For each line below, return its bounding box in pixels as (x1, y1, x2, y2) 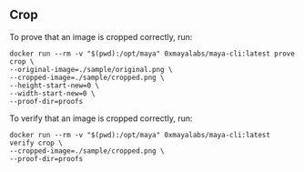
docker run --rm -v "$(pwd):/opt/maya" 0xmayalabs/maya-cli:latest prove (9, 49, 296, 58)
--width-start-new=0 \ (9, 88, 96, 98)
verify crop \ (9, 138, 64, 147)
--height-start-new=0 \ (9, 81, 100, 90)
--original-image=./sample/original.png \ (9, 65, 173, 74)
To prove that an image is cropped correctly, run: (9, 31, 193, 42)
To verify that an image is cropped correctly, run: (9, 113, 193, 124)
